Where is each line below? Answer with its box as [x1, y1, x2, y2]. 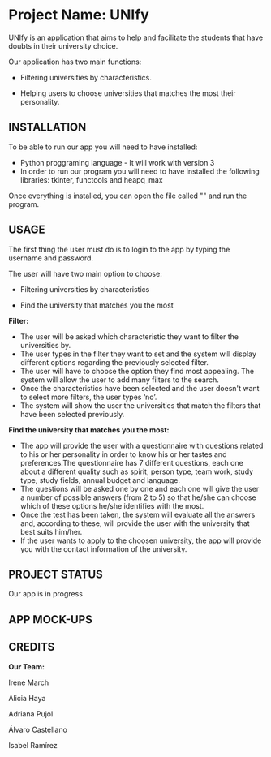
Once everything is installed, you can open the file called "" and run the [8, 191, 247, 200]
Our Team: [8, 661, 45, 671]
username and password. [8, 253, 94, 263]
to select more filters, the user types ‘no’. [19, 392, 157, 402]
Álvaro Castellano [8, 725, 67, 734]
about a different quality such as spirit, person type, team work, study [19, 467, 254, 476]
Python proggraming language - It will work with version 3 [19, 157, 215, 167]
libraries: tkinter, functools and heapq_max [19, 174, 164, 184]
